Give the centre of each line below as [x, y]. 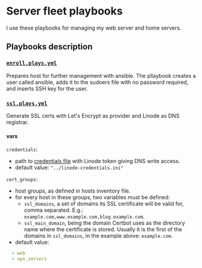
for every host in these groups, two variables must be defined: [92, 197]
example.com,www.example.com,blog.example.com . [84, 217]
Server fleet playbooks [65, 11]
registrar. [17, 122]
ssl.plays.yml [27, 103]
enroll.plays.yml [32, 63]
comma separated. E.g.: [53, 210]
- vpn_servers [29, 259]
